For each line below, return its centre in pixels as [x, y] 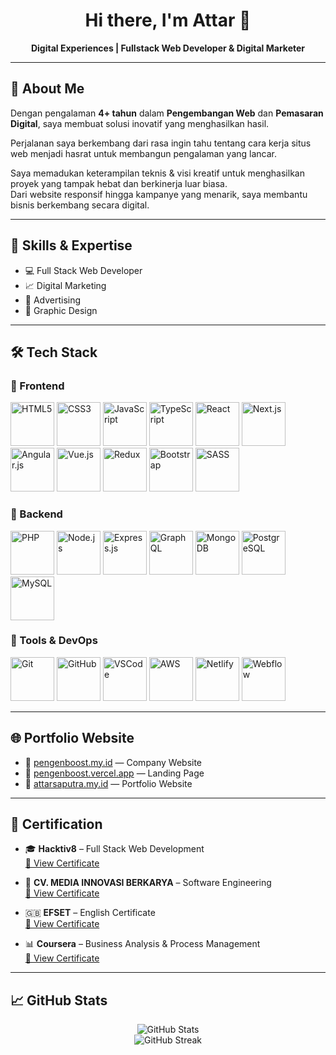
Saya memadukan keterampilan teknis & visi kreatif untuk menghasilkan [157, 173]
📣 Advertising [53, 300]
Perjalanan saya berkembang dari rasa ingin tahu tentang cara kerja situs [161, 143]
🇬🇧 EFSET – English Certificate [90, 913]
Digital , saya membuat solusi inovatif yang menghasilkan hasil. [140, 123]
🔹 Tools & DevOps [54, 641]
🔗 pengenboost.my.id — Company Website [113, 762]
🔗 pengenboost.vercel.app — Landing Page [114, 773]
